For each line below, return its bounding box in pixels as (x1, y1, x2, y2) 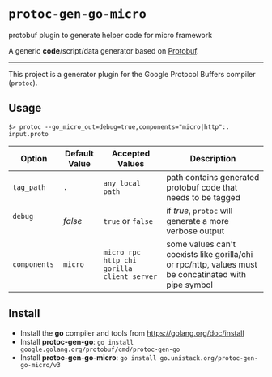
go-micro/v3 (19, 361, 61, 369)
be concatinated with (165, 268, 247, 280)
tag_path (12, 182, 46, 192)
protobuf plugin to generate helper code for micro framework (8, 30, 213, 40)
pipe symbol (165, 279, 213, 290)
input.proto (8, 130, 49, 138)
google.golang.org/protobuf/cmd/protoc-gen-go (19, 345, 181, 353)
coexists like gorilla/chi (165, 248, 253, 259)
